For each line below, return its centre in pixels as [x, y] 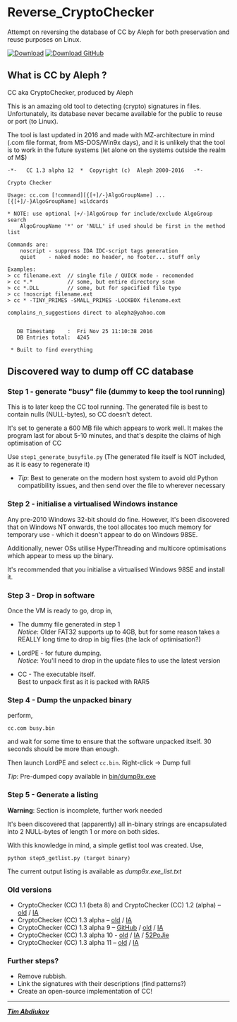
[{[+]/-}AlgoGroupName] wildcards [58, 201]
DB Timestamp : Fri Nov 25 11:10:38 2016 [85, 331]
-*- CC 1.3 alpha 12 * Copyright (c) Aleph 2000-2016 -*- [105, 170]
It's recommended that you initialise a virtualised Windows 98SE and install [116, 569]
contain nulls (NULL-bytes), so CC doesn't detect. [80, 414]
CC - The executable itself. [56, 674]
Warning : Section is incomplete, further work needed [85, 810]
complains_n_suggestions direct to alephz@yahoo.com [86, 313]
